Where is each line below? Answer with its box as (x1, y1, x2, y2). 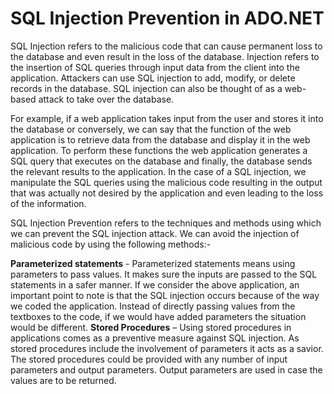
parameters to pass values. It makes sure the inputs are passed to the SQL (10, 268, 318, 280)
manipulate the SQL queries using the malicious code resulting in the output (10, 176, 323, 188)
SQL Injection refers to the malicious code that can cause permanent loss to (10, 40, 323, 52)
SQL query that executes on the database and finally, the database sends (10, 155, 313, 167)
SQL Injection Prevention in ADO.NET (10, 7, 325, 30)
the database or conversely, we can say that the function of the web (10, 123, 292, 135)
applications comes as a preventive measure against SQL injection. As (10, 332, 300, 344)
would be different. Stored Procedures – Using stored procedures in (10, 321, 292, 333)
